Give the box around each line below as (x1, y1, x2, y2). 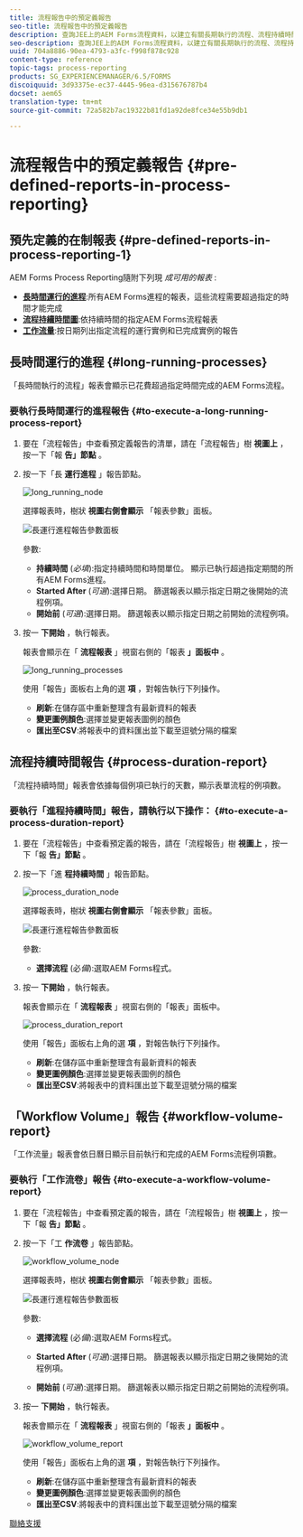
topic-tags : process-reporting (9, 64, 127, 73)
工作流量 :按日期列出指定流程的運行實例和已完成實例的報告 (22, 325, 239, 336)
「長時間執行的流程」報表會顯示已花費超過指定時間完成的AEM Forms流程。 (9, 380, 289, 391)
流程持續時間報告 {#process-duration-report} (9, 754, 268, 769)
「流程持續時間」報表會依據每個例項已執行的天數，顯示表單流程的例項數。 (9, 780, 286, 791)
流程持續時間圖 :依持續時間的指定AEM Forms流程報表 (22, 314, 218, 325)
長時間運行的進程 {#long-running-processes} (9, 354, 268, 370)
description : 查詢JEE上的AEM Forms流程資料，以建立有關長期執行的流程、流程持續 (9, 30, 286, 39)
